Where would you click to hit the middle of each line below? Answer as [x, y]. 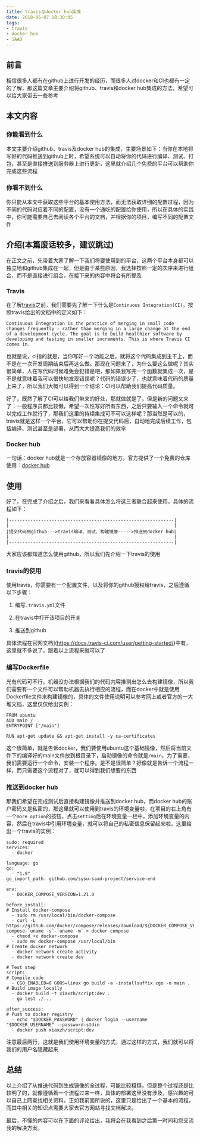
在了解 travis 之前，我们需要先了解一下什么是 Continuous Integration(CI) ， [97, 305]
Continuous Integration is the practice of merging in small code [90, 323]
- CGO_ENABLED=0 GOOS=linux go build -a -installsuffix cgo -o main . [101, 983]
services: [18, 847]
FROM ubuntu [21, 715]
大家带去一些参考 [37, 95]
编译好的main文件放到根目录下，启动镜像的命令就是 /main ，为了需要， [107, 755]
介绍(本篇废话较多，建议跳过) [60, 245]
